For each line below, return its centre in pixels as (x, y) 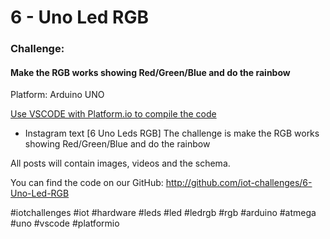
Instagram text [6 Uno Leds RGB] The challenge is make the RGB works (172, 133)
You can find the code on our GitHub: (87, 183)
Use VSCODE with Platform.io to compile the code (113, 114)
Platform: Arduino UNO (57, 95)
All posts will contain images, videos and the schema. (120, 163)
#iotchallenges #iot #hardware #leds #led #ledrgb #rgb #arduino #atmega (163, 213)
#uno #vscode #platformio (65, 223)
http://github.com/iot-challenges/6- (239, 183)
